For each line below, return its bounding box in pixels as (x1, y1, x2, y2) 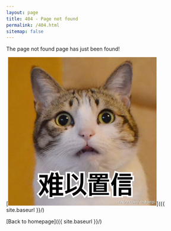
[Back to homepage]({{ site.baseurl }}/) (6, 218, 102, 225)
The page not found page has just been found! (6, 45, 120, 53)
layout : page (6, 10, 39, 15)
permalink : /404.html (6, 22, 60, 28)
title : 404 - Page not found (6, 15, 78, 22)
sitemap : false (6, 29, 44, 34)
